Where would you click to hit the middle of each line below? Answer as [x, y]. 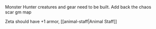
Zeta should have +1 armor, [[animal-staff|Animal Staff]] [61, 22]
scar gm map [18, 12]
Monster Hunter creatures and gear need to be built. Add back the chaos [78, 7]
